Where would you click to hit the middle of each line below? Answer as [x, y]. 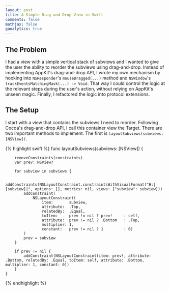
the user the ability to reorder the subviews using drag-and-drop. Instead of [85, 67]
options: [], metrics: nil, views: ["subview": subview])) [99, 189]
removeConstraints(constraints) [49, 158]
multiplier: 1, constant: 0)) [37, 265]
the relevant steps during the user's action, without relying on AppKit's [79, 89]
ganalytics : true [24, 29]
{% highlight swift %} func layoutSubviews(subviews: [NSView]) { [74, 149]
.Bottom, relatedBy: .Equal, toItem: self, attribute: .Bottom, [75, 260]
